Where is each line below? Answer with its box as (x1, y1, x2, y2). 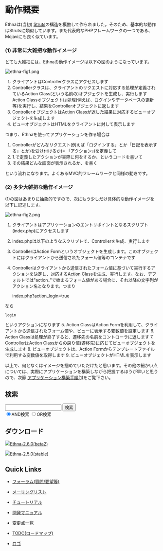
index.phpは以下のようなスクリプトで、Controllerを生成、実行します (12, 238, 150, 244)
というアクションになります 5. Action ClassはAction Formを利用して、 (5, 321, 145, 327)
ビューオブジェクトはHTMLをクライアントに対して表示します (12, 121, 135, 127)
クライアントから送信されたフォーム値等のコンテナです (25, 254, 136, 260)
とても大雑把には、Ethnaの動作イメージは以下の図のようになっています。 (5, 59, 152, 65)
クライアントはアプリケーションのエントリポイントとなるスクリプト (12, 222, 148, 228)
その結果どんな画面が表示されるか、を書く (12, 160, 98, 166)
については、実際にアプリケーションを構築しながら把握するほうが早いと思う (5, 368, 159, 374)
